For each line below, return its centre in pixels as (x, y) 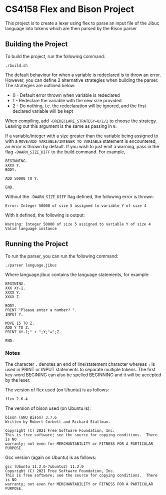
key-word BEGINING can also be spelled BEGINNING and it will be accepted (83, 375)
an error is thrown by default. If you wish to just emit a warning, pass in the (82, 146)
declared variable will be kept (43, 111)
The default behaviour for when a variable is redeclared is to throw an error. (83, 75)
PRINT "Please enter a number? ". (41, 310)
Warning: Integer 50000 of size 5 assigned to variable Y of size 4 (78, 224)
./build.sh (16, 65)
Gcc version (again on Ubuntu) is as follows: (51, 457)
